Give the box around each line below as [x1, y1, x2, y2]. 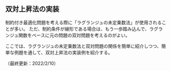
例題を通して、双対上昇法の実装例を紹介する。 [14, 49, 113, 55]
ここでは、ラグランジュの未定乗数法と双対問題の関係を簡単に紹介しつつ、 [5, 43, 162, 49]
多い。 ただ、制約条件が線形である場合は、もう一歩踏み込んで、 [14, 26, 149, 32]
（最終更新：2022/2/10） [5, 60, 59, 66]
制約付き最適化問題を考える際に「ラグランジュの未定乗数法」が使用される [5, 19, 162, 26]
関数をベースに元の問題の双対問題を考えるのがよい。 [18, 32, 131, 38]
